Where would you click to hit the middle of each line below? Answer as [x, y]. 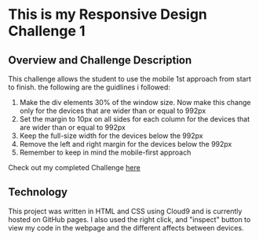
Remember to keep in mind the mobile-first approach [105, 152]
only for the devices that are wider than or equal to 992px [113, 111]
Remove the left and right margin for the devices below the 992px [126, 144]
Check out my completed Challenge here [75, 167]
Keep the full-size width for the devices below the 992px [111, 136]
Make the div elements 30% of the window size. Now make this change [135, 102]
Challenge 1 [47, 31]
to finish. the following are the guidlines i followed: [89, 87]
